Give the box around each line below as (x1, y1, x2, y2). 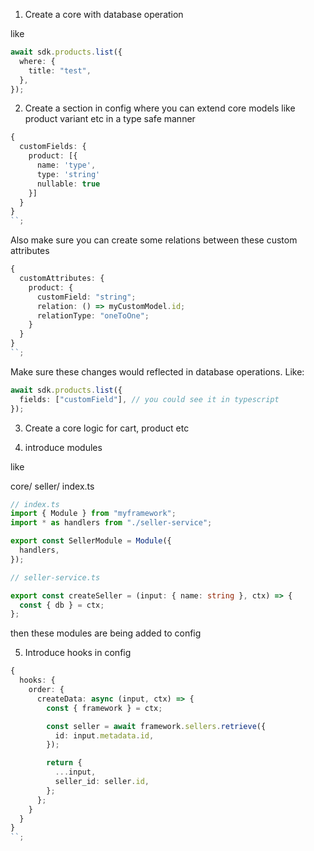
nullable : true (36, 179, 101, 189)
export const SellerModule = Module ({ (10, 536, 172, 546)
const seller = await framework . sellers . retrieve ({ (46, 721, 267, 731)
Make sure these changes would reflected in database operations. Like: (10, 365, 305, 378)
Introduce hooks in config (24, 647, 132, 659)
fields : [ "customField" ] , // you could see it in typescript (19, 394, 280, 404)
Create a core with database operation (24, 9, 184, 20)
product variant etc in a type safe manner (24, 113, 196, 125)
